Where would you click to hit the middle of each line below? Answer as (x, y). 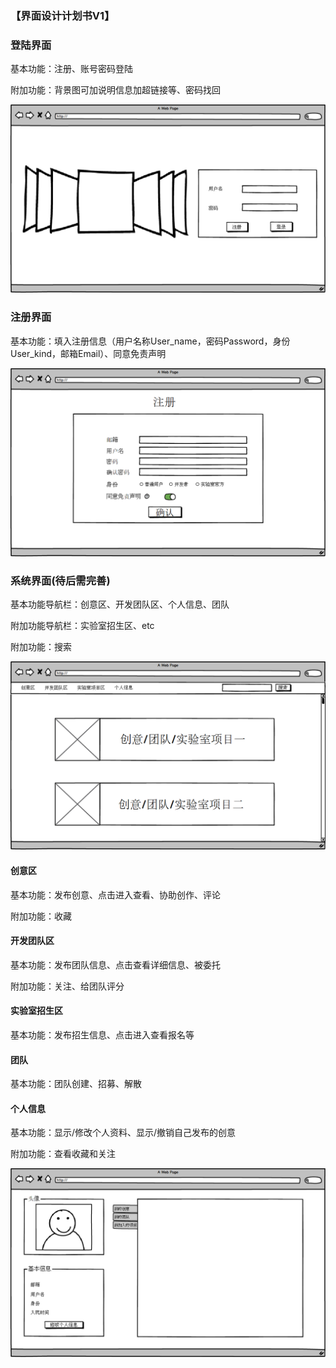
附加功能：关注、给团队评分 (67, 986)
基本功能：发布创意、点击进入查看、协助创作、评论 (115, 894)
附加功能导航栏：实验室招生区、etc (82, 626)
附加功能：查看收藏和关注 (63, 1154)
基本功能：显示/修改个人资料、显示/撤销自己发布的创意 (123, 1133)
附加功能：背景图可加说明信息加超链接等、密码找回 (115, 90)
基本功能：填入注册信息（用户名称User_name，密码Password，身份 (150, 341)
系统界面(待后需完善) (60, 580)
